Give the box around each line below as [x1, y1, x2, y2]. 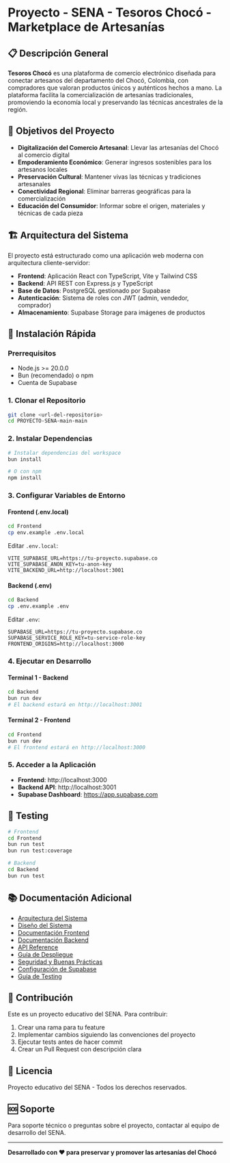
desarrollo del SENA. [8, 1129, 66, 1137]
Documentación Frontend [17, 928, 89, 936]
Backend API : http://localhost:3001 [17, 783, 117, 791]
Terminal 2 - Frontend [8, 716, 71, 724]
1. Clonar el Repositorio [8, 396, 86, 405]
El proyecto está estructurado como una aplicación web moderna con [8, 251, 204, 260]
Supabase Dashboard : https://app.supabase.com [17, 790, 158, 799]
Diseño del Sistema [17, 921, 72, 929]
